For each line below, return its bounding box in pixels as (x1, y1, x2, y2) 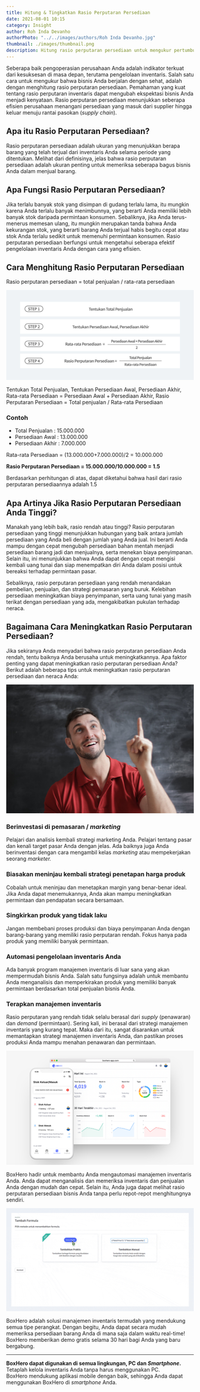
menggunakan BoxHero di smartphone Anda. (6, 1378, 117, 1385)
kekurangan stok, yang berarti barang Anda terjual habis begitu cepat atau (6, 226, 189, 233)
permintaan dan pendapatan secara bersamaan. (6, 896, 124, 904)
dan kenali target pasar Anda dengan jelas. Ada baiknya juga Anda (6, 843, 169, 850)
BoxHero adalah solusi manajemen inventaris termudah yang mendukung (6, 1317, 186, 1324)
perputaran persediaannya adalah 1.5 (6, 481, 97, 488)
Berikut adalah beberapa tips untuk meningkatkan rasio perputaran (6, 666, 171, 673)
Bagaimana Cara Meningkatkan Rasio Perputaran (6, 622, 192, 632)
